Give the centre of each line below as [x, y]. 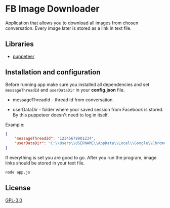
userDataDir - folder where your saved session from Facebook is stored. [88, 109]
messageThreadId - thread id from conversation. [63, 100]
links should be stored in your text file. [45, 163]
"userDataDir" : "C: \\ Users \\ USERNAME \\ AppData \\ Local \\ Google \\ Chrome [90, 143]
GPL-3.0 [14, 200]
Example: [15, 124]
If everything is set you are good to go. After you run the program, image [81, 158]
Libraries [19, 44]
